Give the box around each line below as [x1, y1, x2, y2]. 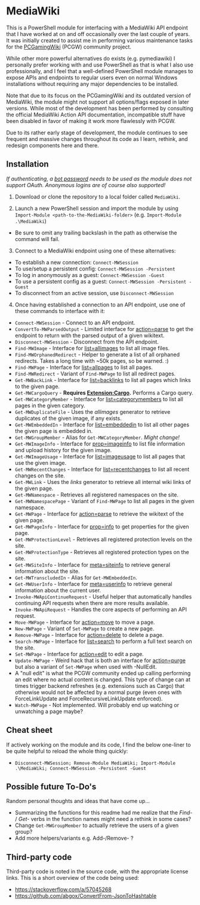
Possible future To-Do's [6, 781, 97, 792]
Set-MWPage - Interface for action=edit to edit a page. [14, 650, 144, 657]
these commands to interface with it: [14, 307, 106, 314]
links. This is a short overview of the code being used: [6, 874, 139, 882]
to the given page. [14, 383, 60, 390]
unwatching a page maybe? [14, 708, 84, 715]
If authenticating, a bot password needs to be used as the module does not [6, 175, 192, 182]
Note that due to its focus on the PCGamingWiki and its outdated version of [6, 92, 191, 99]
